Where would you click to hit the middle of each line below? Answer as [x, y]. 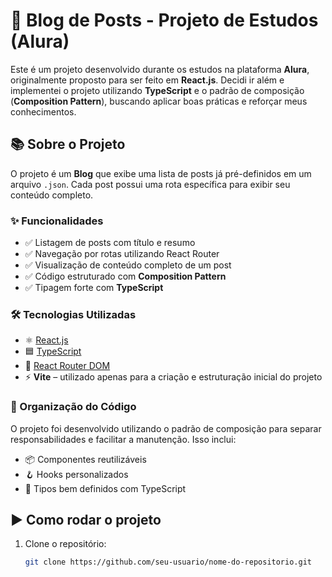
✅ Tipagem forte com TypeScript [94, 288]
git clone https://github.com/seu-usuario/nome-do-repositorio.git [168, 562]
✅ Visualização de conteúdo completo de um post [128, 265]
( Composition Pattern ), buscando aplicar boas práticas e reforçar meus [159, 101]
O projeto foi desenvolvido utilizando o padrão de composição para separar [166, 428]
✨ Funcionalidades [57, 221]
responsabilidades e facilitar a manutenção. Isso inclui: [123, 439]
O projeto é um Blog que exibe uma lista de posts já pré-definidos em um [161, 173]
